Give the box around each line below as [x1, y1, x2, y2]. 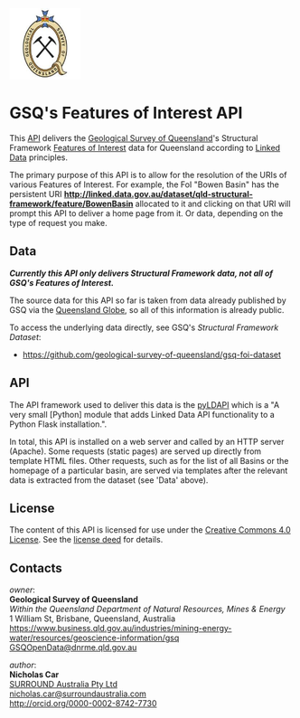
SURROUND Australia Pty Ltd [9, 679, 117, 690]
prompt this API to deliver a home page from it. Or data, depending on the [9, 207, 284, 219]
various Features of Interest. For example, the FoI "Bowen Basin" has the [9, 179, 280, 190]
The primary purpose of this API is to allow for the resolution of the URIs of [9, 169, 287, 180]
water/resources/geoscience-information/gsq [9, 632, 180, 644]
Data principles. [9, 152, 68, 163]
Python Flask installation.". [9, 419, 108, 430]
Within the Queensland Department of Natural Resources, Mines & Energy [9, 604, 286, 615]
